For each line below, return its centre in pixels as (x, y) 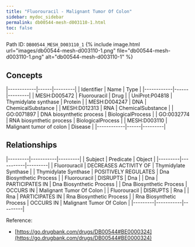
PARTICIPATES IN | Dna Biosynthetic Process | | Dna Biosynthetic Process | (97, 184)
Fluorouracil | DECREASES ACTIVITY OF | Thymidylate (120, 165)
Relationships (32, 145)
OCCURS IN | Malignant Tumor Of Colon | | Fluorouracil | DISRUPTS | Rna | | (97, 190)
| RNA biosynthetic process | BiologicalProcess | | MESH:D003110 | (87, 121)
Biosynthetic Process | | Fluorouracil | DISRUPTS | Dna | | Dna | (82, 178)
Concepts (24, 75)
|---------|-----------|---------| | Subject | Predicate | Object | (81, 159)
